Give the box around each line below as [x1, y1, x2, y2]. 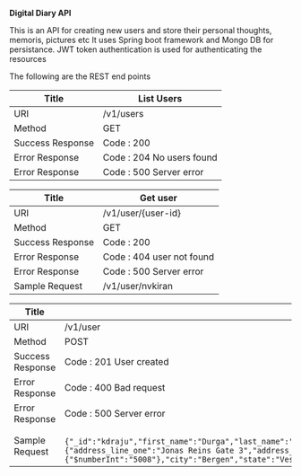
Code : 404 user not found [102, 251, 215, 263]
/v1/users [102, 108, 144, 119]
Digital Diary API [9, 8, 72, 18]
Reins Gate [187, 445, 235, 455]
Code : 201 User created [64, 356, 169, 367]
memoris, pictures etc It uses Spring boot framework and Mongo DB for [9, 35, 274, 45]
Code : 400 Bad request [64, 382, 166, 393]
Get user [139, 192, 177, 204]
